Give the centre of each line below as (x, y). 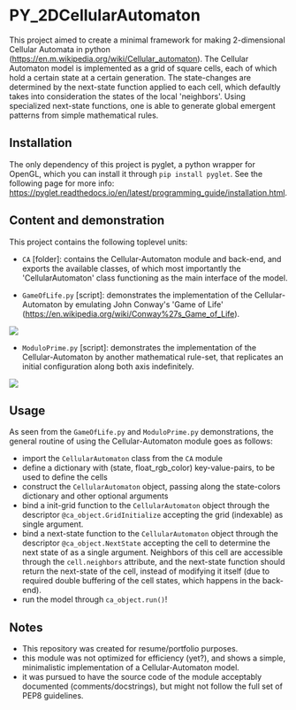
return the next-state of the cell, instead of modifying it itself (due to (146, 571)
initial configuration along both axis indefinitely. (108, 366)
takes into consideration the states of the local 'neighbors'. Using (127, 96)
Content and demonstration (87, 221)
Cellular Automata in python (60, 49)
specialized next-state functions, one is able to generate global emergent (142, 105)
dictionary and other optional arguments (95, 496)
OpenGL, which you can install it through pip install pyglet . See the (136, 174)
